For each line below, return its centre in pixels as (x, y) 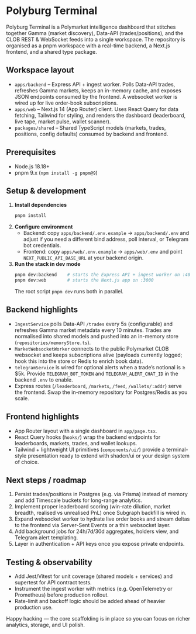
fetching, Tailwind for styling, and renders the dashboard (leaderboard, (100, 115)
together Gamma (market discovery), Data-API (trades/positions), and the (95, 33)
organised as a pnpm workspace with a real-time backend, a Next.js (88, 46)
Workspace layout (40, 70)
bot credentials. (42, 245)
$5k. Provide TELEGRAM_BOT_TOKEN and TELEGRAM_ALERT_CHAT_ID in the (96, 373)
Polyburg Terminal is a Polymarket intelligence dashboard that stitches (91, 27)
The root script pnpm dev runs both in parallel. (69, 291)
